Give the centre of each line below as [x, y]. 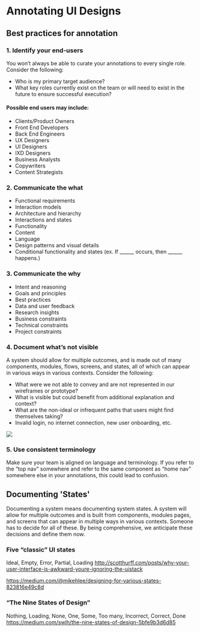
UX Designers [32, 140]
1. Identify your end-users [45, 50]
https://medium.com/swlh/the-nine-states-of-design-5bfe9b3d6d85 [91, 622]
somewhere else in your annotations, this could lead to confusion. [88, 475]
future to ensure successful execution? [63, 94]
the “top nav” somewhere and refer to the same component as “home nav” [98, 469]
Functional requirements [45, 201]
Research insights [37, 312]
